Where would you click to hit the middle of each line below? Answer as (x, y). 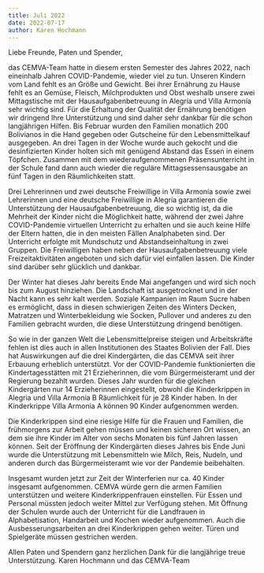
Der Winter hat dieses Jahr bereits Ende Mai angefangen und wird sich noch (132, 282)
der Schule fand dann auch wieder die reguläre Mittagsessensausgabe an (128, 168)
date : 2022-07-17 (37, 23)
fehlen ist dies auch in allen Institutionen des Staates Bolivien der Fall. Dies (129, 348)
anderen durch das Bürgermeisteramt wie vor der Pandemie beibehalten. (126, 463)
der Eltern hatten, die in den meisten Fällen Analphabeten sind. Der (117, 234)
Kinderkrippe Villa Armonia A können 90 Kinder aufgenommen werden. (123, 406)
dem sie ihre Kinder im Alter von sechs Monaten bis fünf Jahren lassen (123, 438)
